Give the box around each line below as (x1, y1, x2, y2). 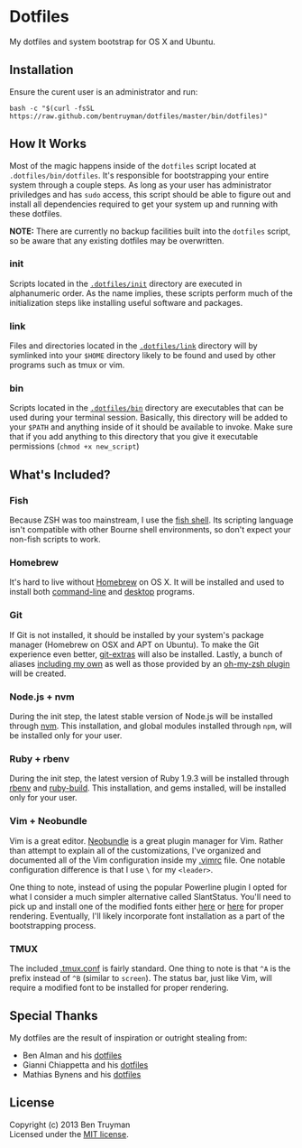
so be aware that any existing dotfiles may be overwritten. (9, 235, 224, 245)
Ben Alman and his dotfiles (22, 1050, 123, 1060)
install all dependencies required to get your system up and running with (9, 199, 279, 209)
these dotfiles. (9, 208, 63, 218)
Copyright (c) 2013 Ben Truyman (9, 1119, 131, 1130)
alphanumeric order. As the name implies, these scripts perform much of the (9, 287, 293, 299)
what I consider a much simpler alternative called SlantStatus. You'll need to (9, 891, 291, 902)
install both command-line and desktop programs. (9, 587, 196, 597)
